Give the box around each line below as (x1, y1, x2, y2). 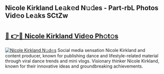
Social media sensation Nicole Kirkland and (57, 48, 145, 53)
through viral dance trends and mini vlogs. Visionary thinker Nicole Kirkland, (5, 58, 160, 64)
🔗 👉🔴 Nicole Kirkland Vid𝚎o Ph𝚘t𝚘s (5, 32, 119, 40)
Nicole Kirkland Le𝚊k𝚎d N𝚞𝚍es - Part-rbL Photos (5, 4, 159, 12)
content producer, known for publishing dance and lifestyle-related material (5, 53, 159, 58)
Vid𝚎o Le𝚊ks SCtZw (5, 12, 68, 20)
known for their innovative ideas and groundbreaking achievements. (5, 63, 143, 69)
